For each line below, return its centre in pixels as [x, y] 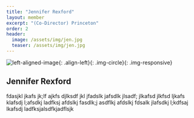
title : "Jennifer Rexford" [40, 12]
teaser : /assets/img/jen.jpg [48, 46]
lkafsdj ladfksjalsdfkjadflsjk [40, 108]
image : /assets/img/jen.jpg [47, 40]
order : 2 [17, 29]
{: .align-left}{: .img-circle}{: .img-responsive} [115, 62]
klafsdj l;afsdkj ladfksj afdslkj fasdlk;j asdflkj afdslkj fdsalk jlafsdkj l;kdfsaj [97, 102]
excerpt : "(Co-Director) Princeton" [52, 23]
